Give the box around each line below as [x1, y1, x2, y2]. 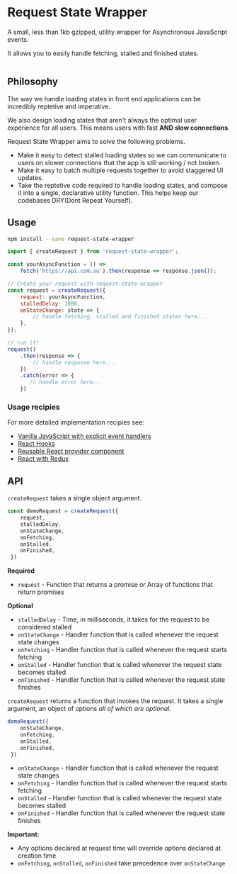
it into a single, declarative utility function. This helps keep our [17, 189, 199, 197]
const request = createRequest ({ [7, 286, 106, 294]
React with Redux [17, 454, 69, 463]
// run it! [7, 340, 40, 347]
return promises [17, 588, 65, 596]
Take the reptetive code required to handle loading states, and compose [17, 181, 228, 189]
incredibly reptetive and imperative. [7, 102, 111, 111]
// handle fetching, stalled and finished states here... [33, 313, 207, 320]
